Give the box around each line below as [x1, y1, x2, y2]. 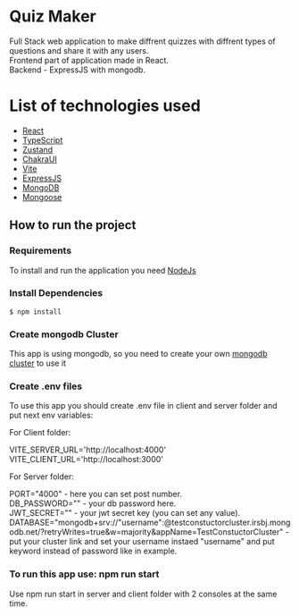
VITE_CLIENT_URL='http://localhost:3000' [9, 454, 163, 465]
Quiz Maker [9, 6, 96, 27]
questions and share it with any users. [9, 45, 149, 55]
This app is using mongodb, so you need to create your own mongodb [9, 349, 268, 359]
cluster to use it [9, 358, 67, 368]
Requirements [9, 244, 72, 257]
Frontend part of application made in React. [9, 55, 170, 65]
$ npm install [9, 307, 62, 316]
